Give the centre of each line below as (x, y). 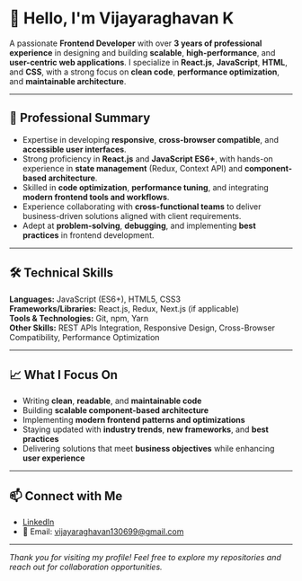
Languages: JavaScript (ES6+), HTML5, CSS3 (95, 299)
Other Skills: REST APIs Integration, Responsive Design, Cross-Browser (142, 328)
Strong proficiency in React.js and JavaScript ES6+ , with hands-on (148, 158)
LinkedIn (38, 522)
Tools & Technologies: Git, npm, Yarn (79, 318)
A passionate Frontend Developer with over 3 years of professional (136, 43)
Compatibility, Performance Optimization (84, 337)
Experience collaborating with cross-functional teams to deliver (142, 207)
